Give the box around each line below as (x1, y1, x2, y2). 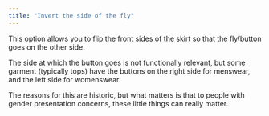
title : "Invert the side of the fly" (8, 11, 135, 20)
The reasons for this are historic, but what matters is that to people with (8, 90, 245, 100)
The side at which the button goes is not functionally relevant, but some (8, 58, 246, 67)
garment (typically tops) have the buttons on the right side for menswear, (8, 66, 251, 76)
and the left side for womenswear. (8, 74, 121, 84)
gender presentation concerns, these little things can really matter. (8, 98, 229, 108)
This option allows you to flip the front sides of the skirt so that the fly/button (8, 34, 262, 43)
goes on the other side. (8, 42, 86, 52)
